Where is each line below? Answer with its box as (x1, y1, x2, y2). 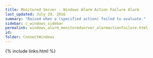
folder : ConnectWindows (5, 35, 55, 40)
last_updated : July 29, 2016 (5, 12, 66, 17)
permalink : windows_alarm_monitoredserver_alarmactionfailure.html (5, 26, 149, 30)
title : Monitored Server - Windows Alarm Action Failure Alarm (5, 7, 140, 12)
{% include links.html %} (5, 48, 56, 54)
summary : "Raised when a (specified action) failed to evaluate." (5, 16, 146, 21)
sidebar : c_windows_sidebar (5, 21, 64, 26)
